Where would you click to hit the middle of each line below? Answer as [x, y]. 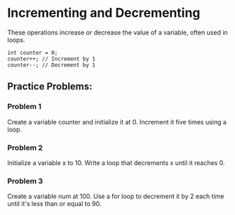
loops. [16, 39]
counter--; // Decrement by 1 [52, 65]
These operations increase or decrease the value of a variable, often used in [117, 32]
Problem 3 [25, 181]
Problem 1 [25, 107]
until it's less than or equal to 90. [54, 204]
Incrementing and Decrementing [104, 13]
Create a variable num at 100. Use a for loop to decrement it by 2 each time [116, 196]
